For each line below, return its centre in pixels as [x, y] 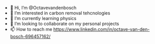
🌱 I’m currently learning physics [43, 18]
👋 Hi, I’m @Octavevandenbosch [43, 8]
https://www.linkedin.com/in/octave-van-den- [101, 29]
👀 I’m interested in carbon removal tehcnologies [60, 13]
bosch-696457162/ [30, 36]
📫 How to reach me [31, 29]
